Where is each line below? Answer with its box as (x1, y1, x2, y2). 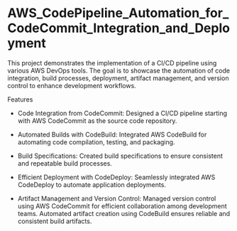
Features (7, 95, 33, 104)
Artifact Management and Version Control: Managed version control (17, 194, 216, 203)
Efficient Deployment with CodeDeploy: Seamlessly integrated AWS (17, 173, 216, 181)
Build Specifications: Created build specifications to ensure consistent (17, 151, 224, 160)
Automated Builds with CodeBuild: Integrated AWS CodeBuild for (17, 130, 207, 139)
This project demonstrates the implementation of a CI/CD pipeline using (7, 58, 217, 67)
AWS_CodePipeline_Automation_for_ (7, 5, 229, 21)
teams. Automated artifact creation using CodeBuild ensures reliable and (17, 209, 231, 217)
